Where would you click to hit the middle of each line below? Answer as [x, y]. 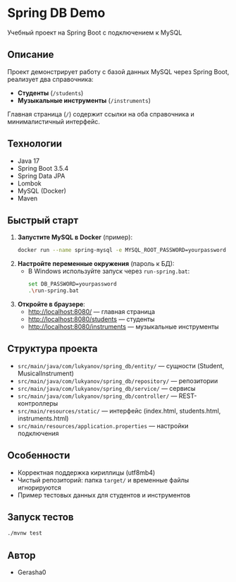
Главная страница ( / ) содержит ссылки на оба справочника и [101, 114]
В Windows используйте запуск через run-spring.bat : [109, 271]
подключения [38, 433]
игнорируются [39, 487]
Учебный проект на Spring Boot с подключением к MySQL [95, 32]
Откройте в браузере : [51, 304]
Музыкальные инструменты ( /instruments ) [84, 100]
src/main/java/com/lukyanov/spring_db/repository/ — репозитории [118, 381]
